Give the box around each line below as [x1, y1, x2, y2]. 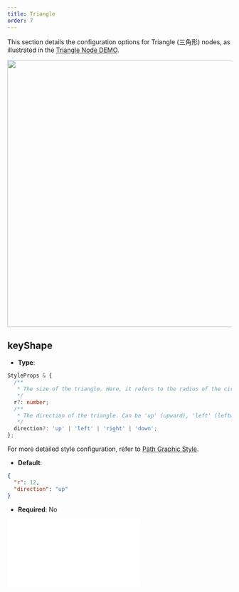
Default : [17, 459, 43, 467]
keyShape [7, 339, 53, 351]
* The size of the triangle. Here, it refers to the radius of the [16, 385, 221, 393]
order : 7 [7, 17, 33, 24]
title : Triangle [7, 10, 55, 18]
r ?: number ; [14, 398, 50, 406]
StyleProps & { [7, 372, 53, 380]
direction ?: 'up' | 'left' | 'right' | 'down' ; [14, 425, 158, 432]
